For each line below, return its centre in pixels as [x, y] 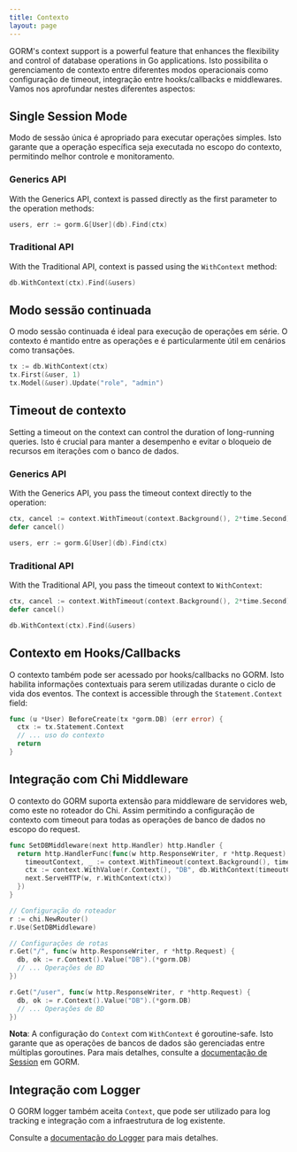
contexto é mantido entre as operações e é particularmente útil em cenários [147, 341]
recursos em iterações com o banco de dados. [94, 451]
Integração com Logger [75, 1090]
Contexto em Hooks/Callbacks [95, 654]
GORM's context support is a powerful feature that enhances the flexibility [145, 51]
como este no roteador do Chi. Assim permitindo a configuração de [132, 810]
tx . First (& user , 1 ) [45, 375]
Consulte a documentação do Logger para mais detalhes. [114, 1138]
